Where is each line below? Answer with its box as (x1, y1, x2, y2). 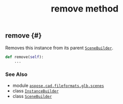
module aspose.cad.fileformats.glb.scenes (12, 82, 104, 88)
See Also (5, 71, 28, 78)
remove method (50, 3, 119, 15)
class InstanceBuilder (12, 87, 59, 93)
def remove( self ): (5, 54, 44, 59)
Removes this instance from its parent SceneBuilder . (5, 45, 113, 51)
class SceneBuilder (12, 93, 52, 99)
